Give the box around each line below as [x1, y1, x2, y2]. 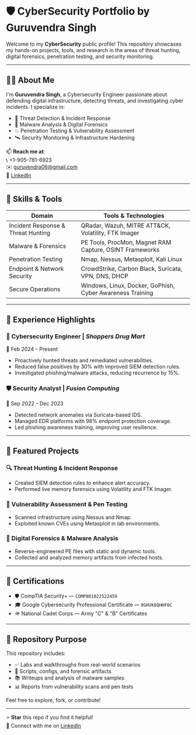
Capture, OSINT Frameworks [80, 245, 160, 253]
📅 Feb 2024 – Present [6, 346, 58, 353]
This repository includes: [6, 650, 66, 657]
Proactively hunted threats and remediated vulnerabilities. [14, 357, 153, 364]
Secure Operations [9, 285, 61, 293]
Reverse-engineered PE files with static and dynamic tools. [14, 548, 156, 555]
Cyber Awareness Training [80, 288, 153, 297]
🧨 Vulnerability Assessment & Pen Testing [6, 500, 128, 509]
